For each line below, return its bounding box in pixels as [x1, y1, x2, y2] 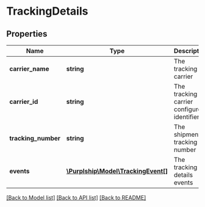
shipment [173, 130, 201, 139]
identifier [173, 113, 200, 121]
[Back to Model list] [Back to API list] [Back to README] [6, 194, 146, 201]
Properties [6, 29, 48, 39]
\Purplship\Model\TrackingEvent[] [66, 167, 168, 175]
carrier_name [9, 65, 49, 73]
